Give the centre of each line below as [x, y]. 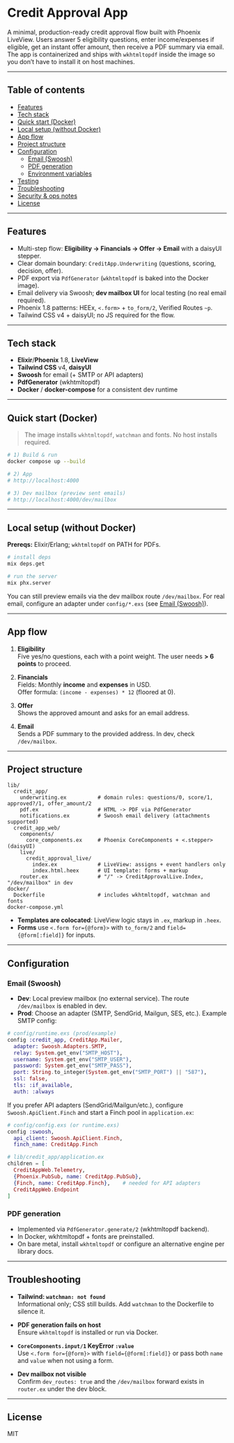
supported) [23, 822]
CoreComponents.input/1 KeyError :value [76, 1345]
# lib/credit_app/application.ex [56, 1157]
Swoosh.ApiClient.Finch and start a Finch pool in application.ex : [101, 1112]
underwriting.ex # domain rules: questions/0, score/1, [117, 798]
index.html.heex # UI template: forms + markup [110, 871]
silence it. [31, 1311]
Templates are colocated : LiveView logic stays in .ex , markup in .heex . [119, 920]
